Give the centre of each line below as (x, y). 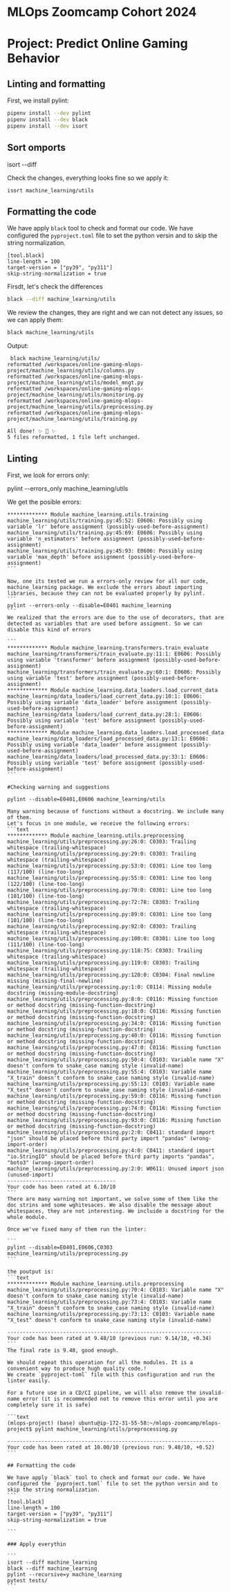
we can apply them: (35, 320)
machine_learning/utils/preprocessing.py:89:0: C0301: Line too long (110, 914)
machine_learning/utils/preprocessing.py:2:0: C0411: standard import (111, 1132)
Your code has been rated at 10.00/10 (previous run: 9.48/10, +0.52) (111, 1447)
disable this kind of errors (49, 630)
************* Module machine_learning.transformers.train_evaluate (108, 648)
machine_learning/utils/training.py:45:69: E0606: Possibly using (105, 533)
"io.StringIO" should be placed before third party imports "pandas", (111, 1157)
